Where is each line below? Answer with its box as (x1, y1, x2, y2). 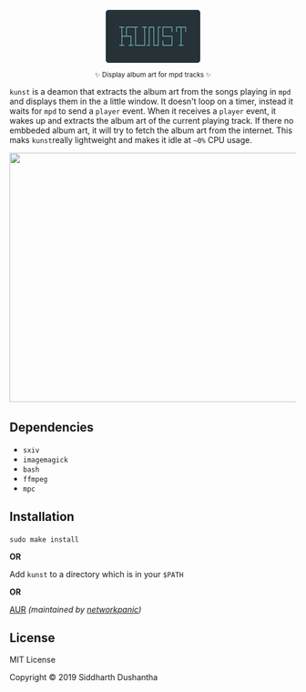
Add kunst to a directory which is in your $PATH (9, 568, 184, 579)
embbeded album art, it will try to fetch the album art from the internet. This (9, 125, 293, 136)
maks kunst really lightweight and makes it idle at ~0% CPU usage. (9, 134, 252, 145)
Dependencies (9, 420, 94, 435)
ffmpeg (22, 474, 48, 483)
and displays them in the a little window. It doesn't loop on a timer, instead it (9, 96, 294, 107)
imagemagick (22, 455, 68, 464)
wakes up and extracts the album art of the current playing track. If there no (9, 115, 294, 126)
